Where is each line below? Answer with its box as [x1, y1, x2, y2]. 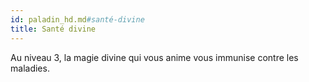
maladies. [10, 62, 50, 74]
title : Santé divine [10, 24, 97, 34]
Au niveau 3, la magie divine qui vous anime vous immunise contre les [10, 51, 299, 63]
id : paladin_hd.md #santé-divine [10, 14, 145, 25]
